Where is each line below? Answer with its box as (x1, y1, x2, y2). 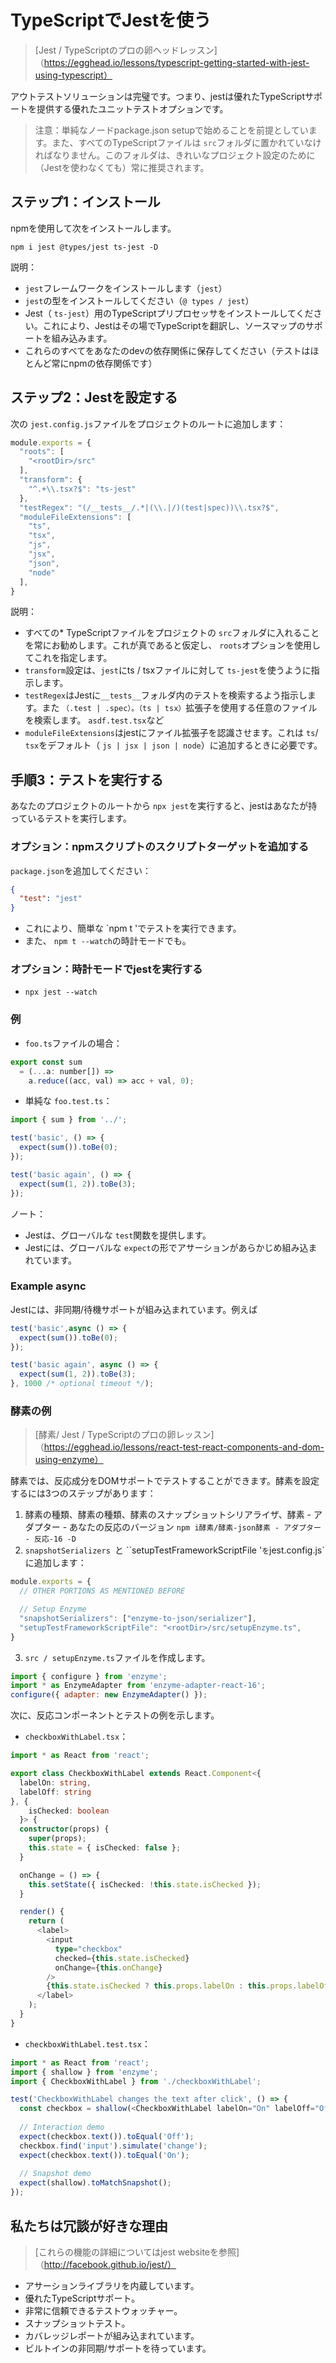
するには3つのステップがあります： (10, 1487, 157, 1500)
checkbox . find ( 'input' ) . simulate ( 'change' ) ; (19, 2141, 208, 2151)
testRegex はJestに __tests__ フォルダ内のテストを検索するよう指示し (24, 689, 308, 701)
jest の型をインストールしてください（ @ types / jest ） (24, 294, 255, 306)
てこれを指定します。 (24, 652, 113, 664)
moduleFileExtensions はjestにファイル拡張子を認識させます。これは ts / (24, 727, 319, 739)
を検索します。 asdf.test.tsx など (24, 714, 165, 726)
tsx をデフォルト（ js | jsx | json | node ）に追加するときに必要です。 (24, 739, 323, 751)
